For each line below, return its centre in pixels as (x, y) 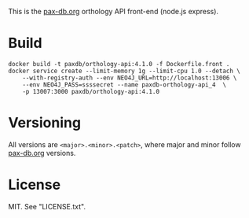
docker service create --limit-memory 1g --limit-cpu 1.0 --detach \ (124, 71)
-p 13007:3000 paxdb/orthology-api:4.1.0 (91, 91)
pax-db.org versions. (42, 153)
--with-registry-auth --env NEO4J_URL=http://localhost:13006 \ (130, 78)
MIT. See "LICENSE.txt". (47, 206)
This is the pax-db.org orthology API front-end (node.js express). (113, 11)
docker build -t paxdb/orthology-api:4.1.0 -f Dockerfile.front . (119, 64)
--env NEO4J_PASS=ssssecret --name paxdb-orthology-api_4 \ (124, 85)
